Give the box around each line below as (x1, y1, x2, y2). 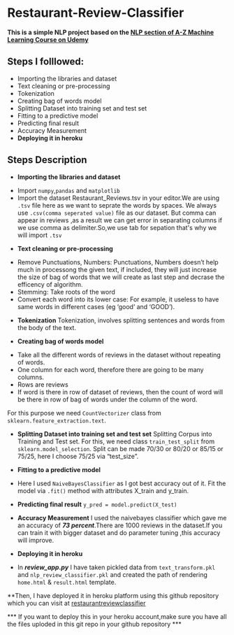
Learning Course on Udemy (7, 35, 89, 43)
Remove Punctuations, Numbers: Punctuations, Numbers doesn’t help (17, 257, 219, 266)
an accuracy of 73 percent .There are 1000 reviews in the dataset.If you (17, 521, 223, 529)
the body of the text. (17, 323, 77, 331)
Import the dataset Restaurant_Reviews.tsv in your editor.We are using (17, 194, 220, 202)
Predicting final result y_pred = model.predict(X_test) (17, 500, 177, 508)
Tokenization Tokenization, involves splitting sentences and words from (17, 316, 225, 324)
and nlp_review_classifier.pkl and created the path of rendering (17, 570, 208, 578)
